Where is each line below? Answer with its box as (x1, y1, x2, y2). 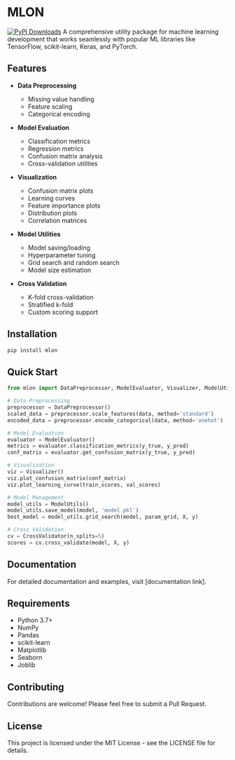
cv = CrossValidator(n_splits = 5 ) (7, 533, 105, 540)
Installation (7, 328, 57, 340)
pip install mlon (7, 346, 58, 354)
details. (7, 746, 29, 754)
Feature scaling (27, 102, 73, 111)
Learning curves (27, 194, 76, 202)
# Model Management (7, 494, 64, 501)
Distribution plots (27, 208, 78, 217)
